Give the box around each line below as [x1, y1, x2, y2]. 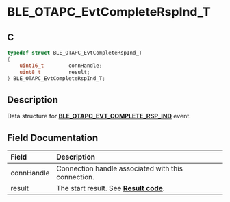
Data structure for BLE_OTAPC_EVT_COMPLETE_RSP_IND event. [7, 112, 192, 121]
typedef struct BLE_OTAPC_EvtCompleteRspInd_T [7, 49, 142, 56]
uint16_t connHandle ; [19, 62, 103, 69]
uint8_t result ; [19, 68, 90, 75]
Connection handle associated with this [55, 164, 183, 173]
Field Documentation [7, 131, 98, 144]
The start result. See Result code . [55, 184, 165, 192]
